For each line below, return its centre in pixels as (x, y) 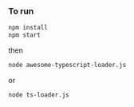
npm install (28, 28)
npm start (25, 35)
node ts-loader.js (39, 95)
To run (21, 11)
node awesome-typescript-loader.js (67, 65)
